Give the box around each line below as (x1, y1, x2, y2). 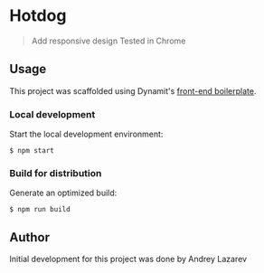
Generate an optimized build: (9, 187, 118, 199)
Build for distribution (9, 166, 102, 179)
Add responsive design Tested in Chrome (31, 35, 186, 46)
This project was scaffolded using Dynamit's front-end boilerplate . (9, 85, 257, 96)
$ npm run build (9, 205, 71, 214)
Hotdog (9, 5, 67, 26)
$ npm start (9, 146, 54, 155)
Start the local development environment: (9, 128, 164, 140)
